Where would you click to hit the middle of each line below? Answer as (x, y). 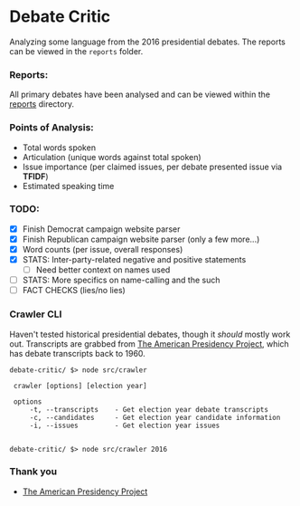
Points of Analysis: (52, 128)
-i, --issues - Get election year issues (125, 425)
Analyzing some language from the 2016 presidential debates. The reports (148, 42)
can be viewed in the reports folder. (76, 51)
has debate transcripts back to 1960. (78, 353)
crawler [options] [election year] (80, 386)
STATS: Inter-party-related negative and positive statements (134, 260)
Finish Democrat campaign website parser (101, 229)
